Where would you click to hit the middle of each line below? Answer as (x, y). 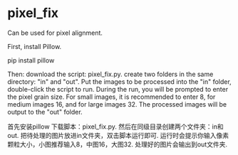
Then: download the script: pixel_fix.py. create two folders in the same (110, 74)
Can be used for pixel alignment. (55, 33)
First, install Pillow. (35, 46)
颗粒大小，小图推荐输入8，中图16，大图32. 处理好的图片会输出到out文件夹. (118, 144)
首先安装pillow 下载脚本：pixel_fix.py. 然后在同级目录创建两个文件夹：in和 (115, 127)
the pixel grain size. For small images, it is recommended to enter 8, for (112, 97)
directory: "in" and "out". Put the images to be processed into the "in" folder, (119, 81)
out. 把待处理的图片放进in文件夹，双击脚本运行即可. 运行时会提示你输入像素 (118, 135)
